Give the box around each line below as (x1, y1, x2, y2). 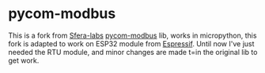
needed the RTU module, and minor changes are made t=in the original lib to (8, 47, 258, 57)
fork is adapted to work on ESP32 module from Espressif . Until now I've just (8, 38, 255, 48)
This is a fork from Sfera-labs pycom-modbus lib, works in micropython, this (8, 31, 257, 40)
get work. (8, 56, 40, 65)
